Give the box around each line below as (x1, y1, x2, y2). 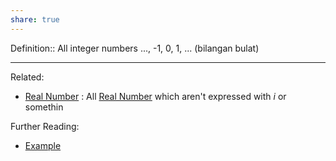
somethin (24, 101, 64, 113)
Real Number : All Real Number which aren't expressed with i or (24, 90, 287, 102)
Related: (10, 71, 45, 83)
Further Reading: (10, 120, 80, 132)
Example (24, 139, 62, 151)
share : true (10, 14, 60, 25)
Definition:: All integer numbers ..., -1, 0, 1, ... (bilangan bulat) (10, 42, 260, 54)
